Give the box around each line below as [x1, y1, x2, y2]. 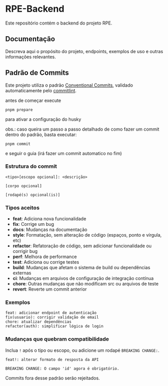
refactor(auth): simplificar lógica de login [5, 324, 103, 329]
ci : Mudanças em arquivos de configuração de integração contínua [12, 275, 154, 281]
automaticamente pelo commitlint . [5, 87, 77, 93]
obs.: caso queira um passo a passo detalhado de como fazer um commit [5, 126, 159, 132]
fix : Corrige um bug [12, 221, 54, 227]
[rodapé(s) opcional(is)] [5, 192, 60, 197]
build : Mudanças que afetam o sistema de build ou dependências [12, 265, 151, 271]
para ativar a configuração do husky [5, 116, 81, 122]
